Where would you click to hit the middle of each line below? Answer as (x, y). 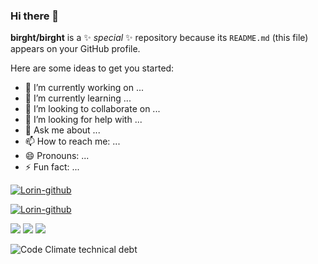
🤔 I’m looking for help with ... (83, 120)
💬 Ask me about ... (62, 130)
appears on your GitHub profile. (75, 49)
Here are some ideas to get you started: (92, 68)
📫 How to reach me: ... (72, 141)
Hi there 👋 (35, 16)
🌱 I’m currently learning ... (78, 98)
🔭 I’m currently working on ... (84, 88)
